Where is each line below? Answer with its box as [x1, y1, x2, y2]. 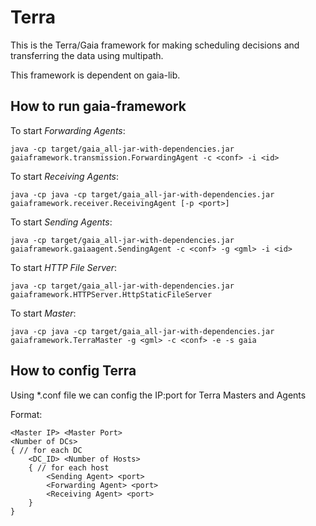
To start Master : [10, 307, 77, 319]
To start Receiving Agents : [10, 170, 120, 182]
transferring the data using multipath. [10, 49, 164, 61]
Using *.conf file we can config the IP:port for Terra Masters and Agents [10, 389, 307, 401]
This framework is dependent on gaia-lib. [10, 69, 181, 81]
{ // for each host [28, 462, 110, 473]
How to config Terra [10, 362, 137, 380]
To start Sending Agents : [10, 216, 113, 228]
